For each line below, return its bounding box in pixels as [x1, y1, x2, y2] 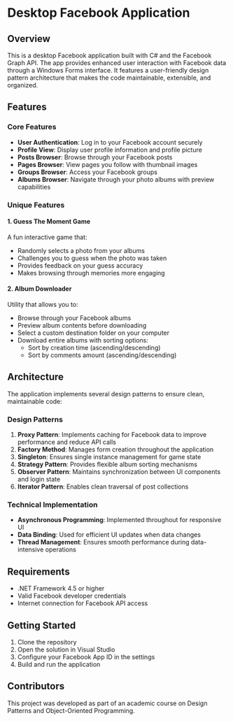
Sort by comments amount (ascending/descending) [27, 351, 177, 359]
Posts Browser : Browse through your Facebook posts [17, 152, 173, 161]
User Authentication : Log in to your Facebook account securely [17, 138, 203, 146]
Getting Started [7, 619, 76, 631]
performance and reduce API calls [17, 438, 117, 447]
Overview [7, 33, 51, 45]
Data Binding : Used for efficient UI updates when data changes [17, 530, 202, 539]
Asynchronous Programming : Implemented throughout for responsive [17, 516, 222, 524]
